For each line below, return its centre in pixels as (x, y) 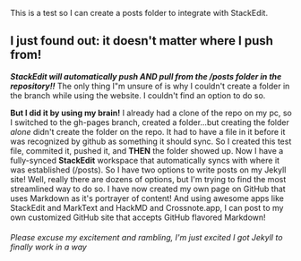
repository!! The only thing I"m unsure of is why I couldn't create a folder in (150, 86)
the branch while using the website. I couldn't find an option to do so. (138, 95)
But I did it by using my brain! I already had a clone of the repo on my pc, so (151, 113)
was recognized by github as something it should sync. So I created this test (151, 141)
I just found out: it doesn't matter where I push (142, 41)
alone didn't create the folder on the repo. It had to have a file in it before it (148, 131)
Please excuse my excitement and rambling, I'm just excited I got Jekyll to (146, 238)
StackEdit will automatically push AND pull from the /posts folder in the (146, 76)
